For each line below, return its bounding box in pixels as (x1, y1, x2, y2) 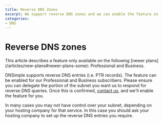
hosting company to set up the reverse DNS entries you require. (5, 113, 133, 119)
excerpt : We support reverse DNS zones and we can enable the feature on (5, 12, 159, 17)
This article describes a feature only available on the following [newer (5, 58, 145, 64)
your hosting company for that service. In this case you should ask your (5, 107, 149, 113)
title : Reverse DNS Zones (5, 7, 58, 12)
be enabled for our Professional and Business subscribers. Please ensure (5, 77, 153, 83)
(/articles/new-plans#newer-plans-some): (5, 63, 89, 69)
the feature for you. (5, 93, 44, 99)
